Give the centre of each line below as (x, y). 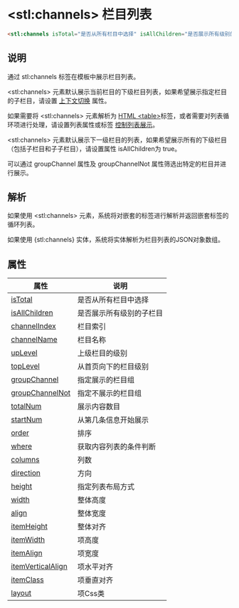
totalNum (26, 407)
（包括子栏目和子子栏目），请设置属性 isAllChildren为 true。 (94, 148)
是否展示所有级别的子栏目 (120, 313)
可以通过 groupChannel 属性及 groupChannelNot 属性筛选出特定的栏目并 (114, 164)
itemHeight (29, 526)
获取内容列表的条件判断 (117, 447)
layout (21, 593)
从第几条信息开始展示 (113, 420)
